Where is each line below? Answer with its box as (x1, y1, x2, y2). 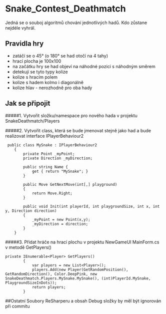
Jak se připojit (5, 99, 50, 108)
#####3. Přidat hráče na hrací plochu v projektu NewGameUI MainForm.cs (5, 239, 159, 245)
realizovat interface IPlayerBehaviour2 (5, 133, 84, 139)
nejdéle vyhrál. (5, 25, 36, 31)
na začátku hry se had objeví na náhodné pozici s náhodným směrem (12, 63, 156, 69)
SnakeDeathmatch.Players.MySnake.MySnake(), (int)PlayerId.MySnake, (5, 276, 151, 281)
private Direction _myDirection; (23, 156, 93, 161)
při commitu (5, 303, 30, 309)
